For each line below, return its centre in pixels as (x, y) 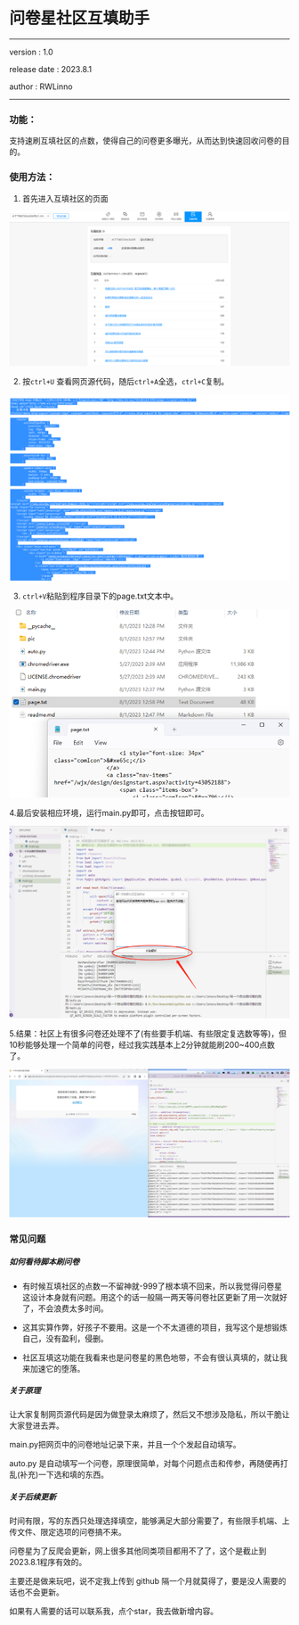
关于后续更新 (32, 1497)
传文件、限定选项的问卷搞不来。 (68, 1532)
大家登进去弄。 (36, 1426)
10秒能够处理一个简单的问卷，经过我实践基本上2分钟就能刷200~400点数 (142, 1045)
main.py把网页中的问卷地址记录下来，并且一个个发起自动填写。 (125, 1445)
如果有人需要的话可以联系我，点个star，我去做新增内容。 (114, 1612)
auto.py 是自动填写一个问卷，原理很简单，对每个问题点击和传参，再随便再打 (149, 1464)
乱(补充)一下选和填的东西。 (59, 1475)
